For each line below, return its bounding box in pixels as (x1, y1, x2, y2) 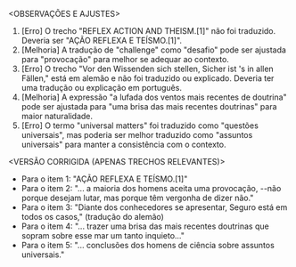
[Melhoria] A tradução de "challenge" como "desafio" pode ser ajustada (21, 44, 287, 55)
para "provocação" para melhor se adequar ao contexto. (21, 54, 229, 64)
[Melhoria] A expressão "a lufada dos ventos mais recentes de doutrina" (21, 92, 287, 102)
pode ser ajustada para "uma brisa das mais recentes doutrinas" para (21, 101, 277, 111)
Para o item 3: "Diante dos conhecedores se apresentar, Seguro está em (21, 202, 288, 213)
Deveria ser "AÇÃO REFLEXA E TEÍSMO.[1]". (21, 36, 183, 45)
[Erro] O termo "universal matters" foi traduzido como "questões (21, 120, 259, 131)
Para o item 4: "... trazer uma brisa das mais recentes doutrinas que (21, 221, 269, 231)
